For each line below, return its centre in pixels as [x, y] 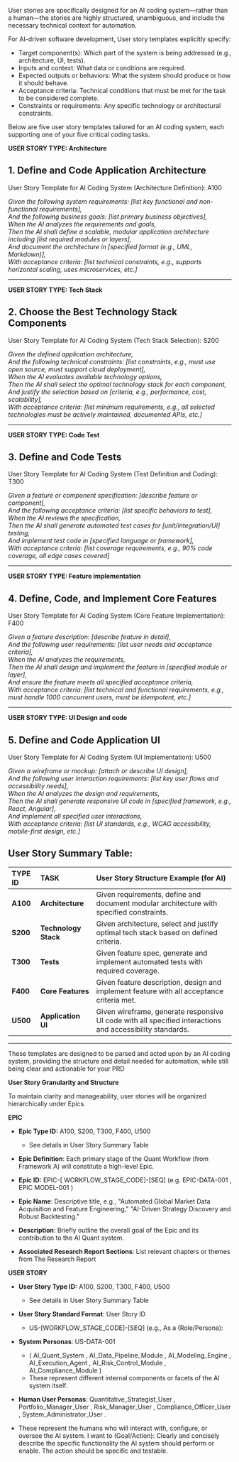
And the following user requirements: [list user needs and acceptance [110, 645]
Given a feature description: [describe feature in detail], [89, 637]
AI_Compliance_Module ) [65, 1370]
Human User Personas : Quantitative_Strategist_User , [97, 1399]
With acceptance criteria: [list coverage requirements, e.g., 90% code [110, 548]
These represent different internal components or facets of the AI [124, 1378]
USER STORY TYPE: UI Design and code [68, 718]
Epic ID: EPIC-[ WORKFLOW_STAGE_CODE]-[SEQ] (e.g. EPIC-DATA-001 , [125, 1180]
